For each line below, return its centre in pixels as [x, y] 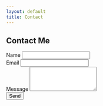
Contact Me [28, 41]
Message [17, 89]
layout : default [26, 11]
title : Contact [25, 17]
